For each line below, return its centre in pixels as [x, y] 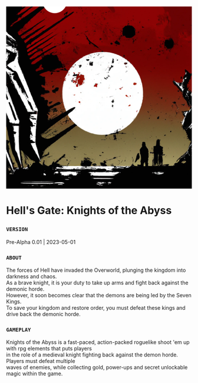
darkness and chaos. [32, 276]
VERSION [17, 229]
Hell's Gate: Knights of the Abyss [89, 211]
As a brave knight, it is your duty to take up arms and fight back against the [97, 283]
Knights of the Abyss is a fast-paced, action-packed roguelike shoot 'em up [98, 342]
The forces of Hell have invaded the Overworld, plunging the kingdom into [96, 270]
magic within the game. [34, 374]
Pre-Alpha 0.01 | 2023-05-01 [41, 242]
